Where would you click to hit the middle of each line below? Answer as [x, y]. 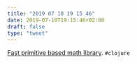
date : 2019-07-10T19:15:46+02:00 [56, 20]
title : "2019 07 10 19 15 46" [51, 14]
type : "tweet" [28, 33]
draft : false [26, 26]
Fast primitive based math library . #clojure [69, 53]
